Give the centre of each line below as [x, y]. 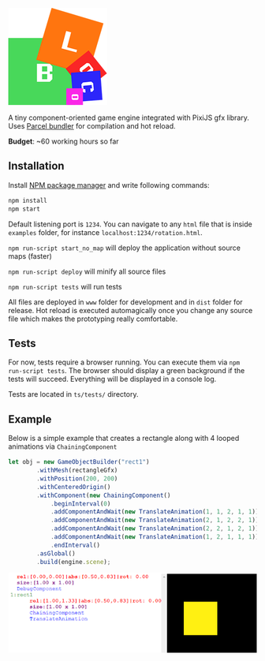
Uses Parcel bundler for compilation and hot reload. [92, 126]
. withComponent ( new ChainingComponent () [104, 495]
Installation [36, 166]
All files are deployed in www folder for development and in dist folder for [125, 302]
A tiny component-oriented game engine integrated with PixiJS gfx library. [129, 118]
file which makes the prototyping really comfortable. [93, 319]
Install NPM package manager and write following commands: [109, 185]
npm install [28, 200]
